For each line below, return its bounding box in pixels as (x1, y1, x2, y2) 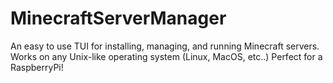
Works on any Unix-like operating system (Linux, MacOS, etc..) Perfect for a (10, 50, 323, 62)
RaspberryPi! (10, 61, 64, 73)
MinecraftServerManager (10, 7, 227, 30)
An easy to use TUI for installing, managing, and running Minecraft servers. (10, 40, 320, 52)
